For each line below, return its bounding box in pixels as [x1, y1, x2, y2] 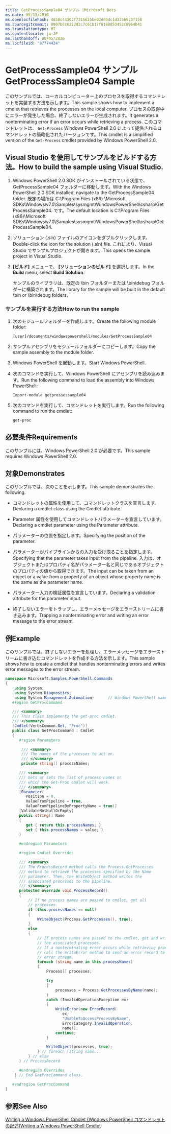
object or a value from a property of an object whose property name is [12, 574, 161, 580]
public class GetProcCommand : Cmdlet [12, 728, 95, 733]
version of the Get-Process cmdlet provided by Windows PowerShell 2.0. [5, 137, 157, 143]
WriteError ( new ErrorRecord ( [55, 1007, 117, 1012]
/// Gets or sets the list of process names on [18, 775, 122, 780]
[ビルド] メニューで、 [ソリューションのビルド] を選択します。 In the [12, 264, 155, 270]
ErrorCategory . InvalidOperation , [62, 1021, 133, 1026]
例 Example [5, 634, 40, 643]
